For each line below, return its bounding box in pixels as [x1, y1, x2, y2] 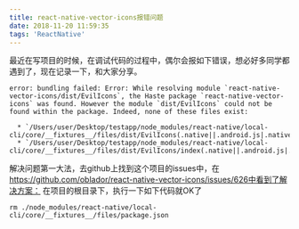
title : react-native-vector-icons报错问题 [9, 12, 164, 22]
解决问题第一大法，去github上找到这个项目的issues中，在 [9, 163, 220, 174]
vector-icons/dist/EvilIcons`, [9, 92, 125, 101]
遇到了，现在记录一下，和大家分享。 [9, 66, 142, 77]
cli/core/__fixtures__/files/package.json [9, 211, 169, 220]
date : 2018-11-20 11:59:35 [9, 21, 109, 30]
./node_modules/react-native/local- [20, 203, 158, 212]
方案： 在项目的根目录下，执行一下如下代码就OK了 [16, 185, 203, 196]
